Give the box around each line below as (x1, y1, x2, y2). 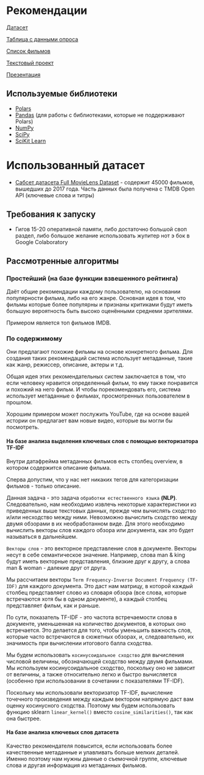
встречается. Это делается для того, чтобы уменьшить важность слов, (6, 626, 192, 634)
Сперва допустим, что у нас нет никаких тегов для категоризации (6, 475, 178, 483)
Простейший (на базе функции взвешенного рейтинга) (6, 274, 178, 282)
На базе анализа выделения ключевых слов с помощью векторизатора (6, 438, 199, 445)
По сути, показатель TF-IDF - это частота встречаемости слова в (6, 613, 177, 621)
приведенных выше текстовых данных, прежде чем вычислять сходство (6, 507, 197, 514)
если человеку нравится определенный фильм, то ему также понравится (6, 379, 199, 387)
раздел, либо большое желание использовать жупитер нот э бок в (15, 232, 190, 239)
